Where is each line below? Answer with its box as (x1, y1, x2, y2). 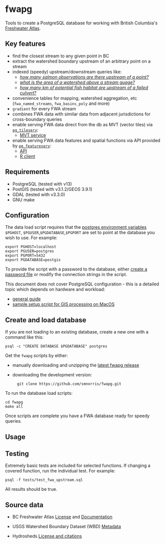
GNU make (12, 196, 35, 202)
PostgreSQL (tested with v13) (12, 181, 72, 187)
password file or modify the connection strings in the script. (5, 272, 127, 277)
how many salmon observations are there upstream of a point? (19, 74, 149, 80)
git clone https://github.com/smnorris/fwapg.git (17, 381, 121, 386)
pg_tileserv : (12, 127, 39, 133)
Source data (5, 501, 44, 509)
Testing (5, 449, 29, 458)
